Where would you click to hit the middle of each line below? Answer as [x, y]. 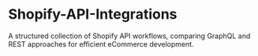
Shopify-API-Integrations [93, 14]
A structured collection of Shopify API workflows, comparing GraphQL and [129, 36]
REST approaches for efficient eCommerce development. [101, 44]
